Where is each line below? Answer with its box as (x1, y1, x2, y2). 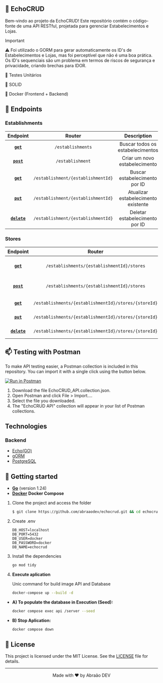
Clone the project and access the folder (12, 500, 92, 506)
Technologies (5, 422, 48, 430)
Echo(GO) (12, 448, 33, 454)
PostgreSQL (12, 458, 36, 464)
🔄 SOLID (5, 81, 22, 87)
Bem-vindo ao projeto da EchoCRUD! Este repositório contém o (5, 18, 132, 23)
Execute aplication (12, 571, 51, 577)
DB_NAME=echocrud (12, 545, 48, 549)
